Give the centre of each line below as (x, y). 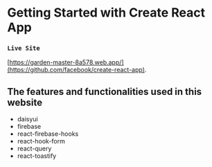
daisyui (27, 119)
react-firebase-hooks (48, 134)
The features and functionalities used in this (105, 91)
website (25, 102)
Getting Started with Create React (106, 13)
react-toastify (37, 156)
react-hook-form (41, 141)
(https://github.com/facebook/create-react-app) (76, 70)
